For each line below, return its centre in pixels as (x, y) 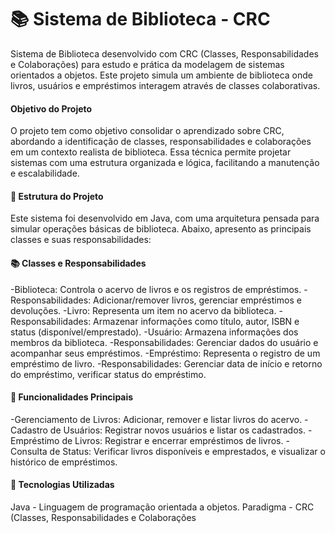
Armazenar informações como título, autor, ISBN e (196, 321)
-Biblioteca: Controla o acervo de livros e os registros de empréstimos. (156, 289)
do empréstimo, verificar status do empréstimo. (108, 374)
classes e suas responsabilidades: (81, 240)
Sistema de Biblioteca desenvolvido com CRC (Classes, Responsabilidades (164, 53)
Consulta (29, 451)
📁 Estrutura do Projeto (57, 196)
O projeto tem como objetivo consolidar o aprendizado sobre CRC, (147, 131)
